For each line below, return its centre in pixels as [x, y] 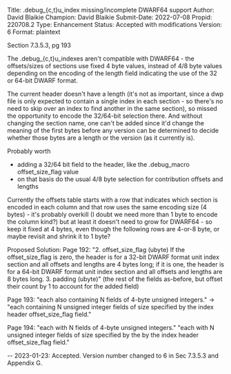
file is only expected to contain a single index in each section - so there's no [115, 101]
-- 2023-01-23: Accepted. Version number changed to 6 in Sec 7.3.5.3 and [113, 355]
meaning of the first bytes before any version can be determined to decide [113, 131]
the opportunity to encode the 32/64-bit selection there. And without [105, 116]
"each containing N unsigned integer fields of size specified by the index [110, 307]
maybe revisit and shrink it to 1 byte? [59, 236]
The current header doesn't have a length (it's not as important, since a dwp [115, 94]
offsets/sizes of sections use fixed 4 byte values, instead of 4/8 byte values [115, 66]
